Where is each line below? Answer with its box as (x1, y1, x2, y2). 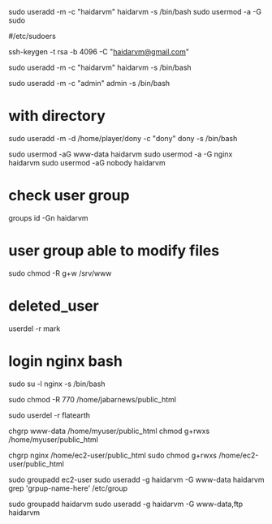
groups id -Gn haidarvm (8, 213, 89, 222)
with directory (8, 107, 106, 125)
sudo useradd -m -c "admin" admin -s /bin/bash (8, 79, 171, 88)
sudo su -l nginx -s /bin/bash (8, 379, 106, 389)
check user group (8, 187, 130, 205)
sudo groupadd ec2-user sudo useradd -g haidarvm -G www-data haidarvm (8, 475, 265, 484)
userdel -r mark (8, 324, 61, 333)
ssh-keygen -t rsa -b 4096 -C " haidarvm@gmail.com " (8, 47, 189, 56)
